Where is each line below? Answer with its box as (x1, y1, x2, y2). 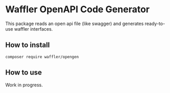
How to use (5, 68, 42, 77)
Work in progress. (5, 82, 43, 88)
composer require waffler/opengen (5, 54, 79, 59)
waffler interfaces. (14, 26, 53, 32)
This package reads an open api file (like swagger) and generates (5, 20, 144, 27)
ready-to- (144, 20, 165, 27)
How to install (5, 41, 50, 50)
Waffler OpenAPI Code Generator (5, 4, 150, 15)
